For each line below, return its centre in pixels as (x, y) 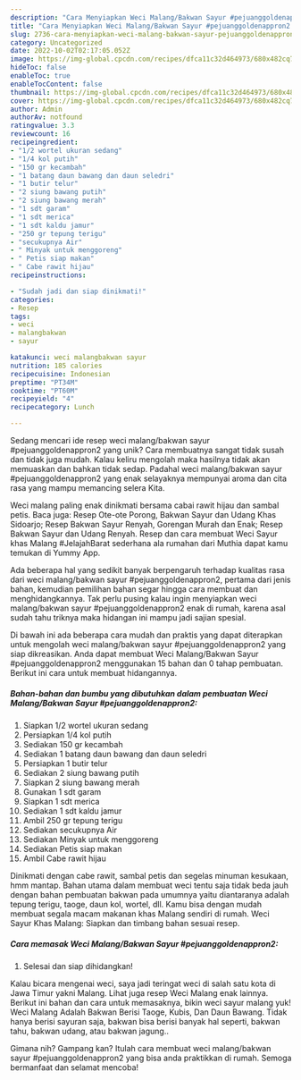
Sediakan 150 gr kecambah (73, 744)
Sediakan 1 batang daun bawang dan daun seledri (115, 754)
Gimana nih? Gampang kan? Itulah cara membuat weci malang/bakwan (141, 1048)
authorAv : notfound (46, 117)
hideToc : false (38, 68)
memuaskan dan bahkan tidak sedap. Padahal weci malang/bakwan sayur (146, 469)
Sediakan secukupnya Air (70, 830)
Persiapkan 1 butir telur (65, 763)
